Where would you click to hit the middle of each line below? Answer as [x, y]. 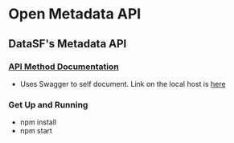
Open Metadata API [75, 14]
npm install [38, 122]
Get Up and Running [48, 104]
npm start [36, 131]
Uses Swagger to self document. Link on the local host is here [123, 84]
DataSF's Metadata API [68, 44]
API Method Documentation [64, 67]
